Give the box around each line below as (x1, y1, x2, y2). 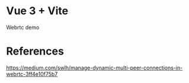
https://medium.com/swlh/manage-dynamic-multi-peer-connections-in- (6, 64, 183, 71)
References (6, 44, 64, 58)
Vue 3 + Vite (6, 4, 69, 18)
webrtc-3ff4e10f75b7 (6, 70, 58, 78)
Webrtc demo (6, 24, 40, 31)
